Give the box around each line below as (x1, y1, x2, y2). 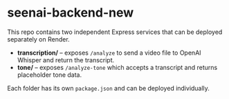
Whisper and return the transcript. (17, 55, 115, 64)
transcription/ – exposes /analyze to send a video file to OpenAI (17, 48, 202, 57)
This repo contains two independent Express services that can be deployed (7, 28, 223, 36)
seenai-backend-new (7, 5, 134, 21)
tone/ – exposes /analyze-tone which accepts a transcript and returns (17, 63, 218, 71)
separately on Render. (7, 35, 71, 43)
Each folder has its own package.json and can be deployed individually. (7, 84, 210, 92)
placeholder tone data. (17, 71, 82, 79)
